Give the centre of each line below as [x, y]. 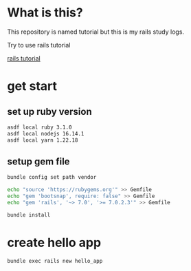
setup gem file [38, 161]
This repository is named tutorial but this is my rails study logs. [95, 32]
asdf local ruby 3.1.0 [40, 127]
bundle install [29, 215]
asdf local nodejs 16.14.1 [46, 133]
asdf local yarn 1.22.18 [43, 140]
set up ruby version [49, 111]
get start [32, 86]
